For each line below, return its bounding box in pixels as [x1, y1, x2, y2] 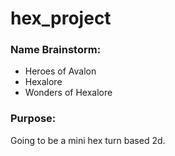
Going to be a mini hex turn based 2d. [10, 134, 166, 146]
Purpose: [10, 112, 57, 126]
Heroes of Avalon [24, 65, 97, 77]
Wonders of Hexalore [24, 87, 113, 99]
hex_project [10, 7, 112, 30]
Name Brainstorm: [10, 43, 102, 57]
